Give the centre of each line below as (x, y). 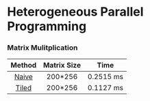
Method (24, 66)
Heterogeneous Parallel (75, 12)
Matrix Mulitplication (42, 48)
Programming (47, 26)
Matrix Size (62, 66)
